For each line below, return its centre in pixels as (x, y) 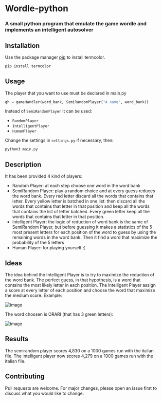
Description (23, 164)
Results (17, 339)
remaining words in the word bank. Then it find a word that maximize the (85, 237)
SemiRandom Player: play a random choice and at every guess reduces (84, 191)
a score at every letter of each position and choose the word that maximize (80, 290)
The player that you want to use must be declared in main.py (66, 93)
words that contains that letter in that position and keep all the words (81, 206)
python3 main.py (21, 149)
